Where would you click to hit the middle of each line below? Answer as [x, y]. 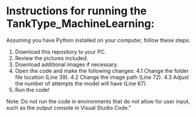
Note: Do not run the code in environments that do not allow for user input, [98, 101]
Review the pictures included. [52, 58]
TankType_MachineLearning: [80, 24]
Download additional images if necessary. [67, 64]
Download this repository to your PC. [61, 51]
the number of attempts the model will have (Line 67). [81, 83]
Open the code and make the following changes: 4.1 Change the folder [102, 70]
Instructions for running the [76, 11]
